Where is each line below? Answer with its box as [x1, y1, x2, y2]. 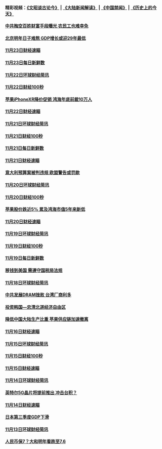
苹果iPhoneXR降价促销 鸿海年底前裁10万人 [5, 96, 92, 102]
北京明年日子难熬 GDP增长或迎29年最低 [5, 35, 86, 41]
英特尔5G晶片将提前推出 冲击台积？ [5, 390, 78, 395]
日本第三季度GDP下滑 [5, 414, 49, 420]
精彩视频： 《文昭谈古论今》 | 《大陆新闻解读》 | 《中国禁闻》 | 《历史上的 [5, 4, 153, 10]
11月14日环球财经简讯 [5, 377, 48, 383]
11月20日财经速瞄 [5, 218, 41, 224]
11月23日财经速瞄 [5, 47, 40, 53]
